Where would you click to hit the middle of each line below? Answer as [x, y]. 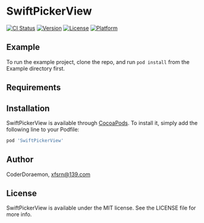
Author [20, 160]
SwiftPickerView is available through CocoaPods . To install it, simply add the [102, 122]
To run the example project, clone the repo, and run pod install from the [98, 62]
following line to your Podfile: [43, 129]
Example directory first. [36, 68]
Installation [28, 108]
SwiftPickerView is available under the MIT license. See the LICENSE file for [101, 208]
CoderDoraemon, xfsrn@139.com [48, 174]
